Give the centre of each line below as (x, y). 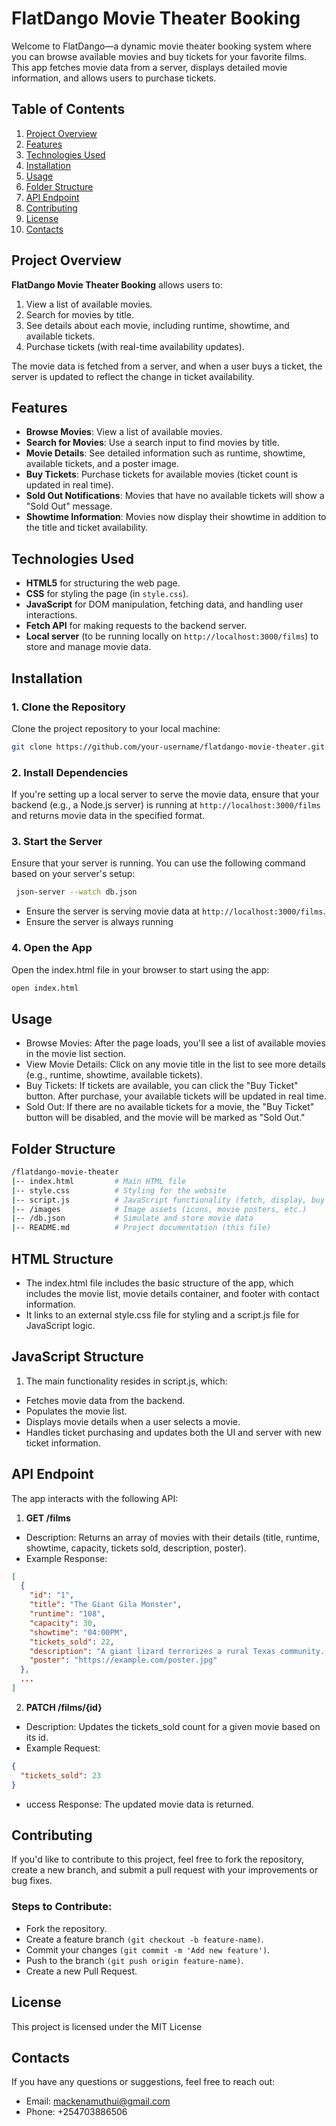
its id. (37, 1737)
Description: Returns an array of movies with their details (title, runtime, (173, 1537)
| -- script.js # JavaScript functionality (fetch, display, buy (168, 1200)
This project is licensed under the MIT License (107, 2026)
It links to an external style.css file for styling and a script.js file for (162, 1314)
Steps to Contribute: (62, 1907)
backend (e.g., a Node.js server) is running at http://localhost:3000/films (166, 805)
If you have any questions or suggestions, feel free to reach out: (143, 2082)
